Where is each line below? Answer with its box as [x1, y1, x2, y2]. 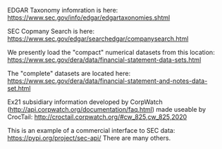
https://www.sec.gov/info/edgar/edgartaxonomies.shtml [7, 13, 171, 22]
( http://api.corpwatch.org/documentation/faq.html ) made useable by [7, 105, 206, 113]
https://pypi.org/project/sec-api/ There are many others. [7, 134, 171, 142]
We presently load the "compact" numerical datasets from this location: [7, 48, 215, 56]
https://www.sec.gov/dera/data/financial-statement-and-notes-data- [7, 77, 208, 85]
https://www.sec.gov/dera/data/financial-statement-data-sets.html [7, 56, 202, 64]
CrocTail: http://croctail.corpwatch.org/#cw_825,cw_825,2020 [7, 112, 187, 121]
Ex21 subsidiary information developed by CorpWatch [7, 98, 164, 106]
